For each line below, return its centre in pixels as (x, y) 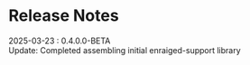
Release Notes (64, 16)
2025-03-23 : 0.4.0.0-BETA (60, 41)
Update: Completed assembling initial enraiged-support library (125, 50)
